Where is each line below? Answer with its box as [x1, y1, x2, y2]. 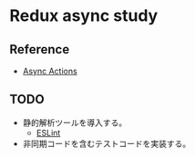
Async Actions [22, 65, 77, 76]
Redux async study [9, 5, 159, 26]
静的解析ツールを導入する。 [22, 117, 128, 128]
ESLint [36, 127, 61, 138]
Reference [9, 42, 70, 57]
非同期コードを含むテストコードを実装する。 [22, 138, 191, 149]
